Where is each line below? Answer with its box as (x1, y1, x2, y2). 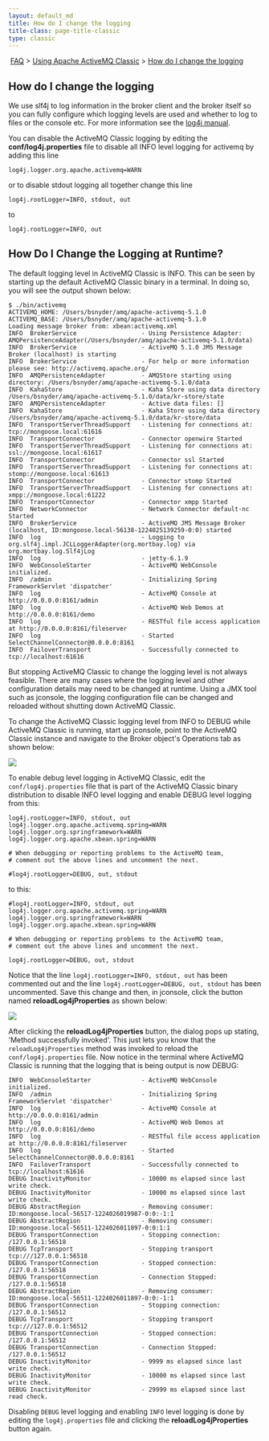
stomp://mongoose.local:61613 (8, 469, 110, 478)
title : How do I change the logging (8, 19, 131, 27)
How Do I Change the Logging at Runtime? (8, 247, 223, 261)
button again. (8, 1423, 52, 1433)
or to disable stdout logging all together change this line (8, 180, 193, 190)
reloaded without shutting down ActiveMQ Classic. (8, 701, 177, 710)
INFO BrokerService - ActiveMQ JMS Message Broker (8, 519, 247, 527)
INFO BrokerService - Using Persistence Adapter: (8, 329, 243, 338)
